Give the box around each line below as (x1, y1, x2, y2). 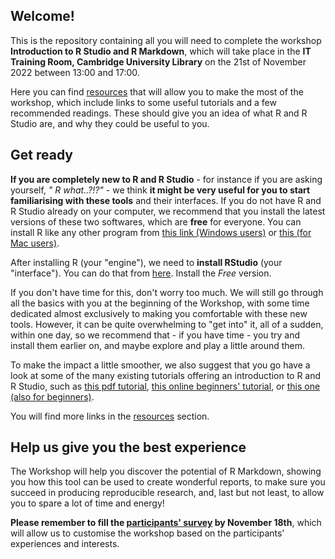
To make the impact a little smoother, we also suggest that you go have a (10, 359, 311, 371)
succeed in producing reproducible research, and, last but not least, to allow (10, 487, 325, 499)
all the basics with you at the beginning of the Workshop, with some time (10, 297, 310, 309)
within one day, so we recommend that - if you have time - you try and (10, 329, 301, 341)
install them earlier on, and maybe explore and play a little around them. (10, 339, 306, 351)
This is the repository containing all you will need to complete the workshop (10, 34, 322, 46)
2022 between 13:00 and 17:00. (10, 66, 140, 78)
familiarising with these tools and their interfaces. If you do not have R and (10, 194, 322, 206)
